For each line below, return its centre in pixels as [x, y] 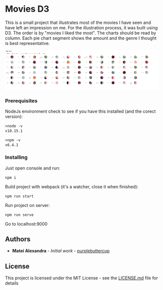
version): [14, 117]
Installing [16, 157]
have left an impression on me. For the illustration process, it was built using [81, 27]
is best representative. [28, 43]
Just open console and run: [32, 168]
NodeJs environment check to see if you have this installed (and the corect [81, 111]
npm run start [20, 196]
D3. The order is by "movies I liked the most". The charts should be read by [81, 33]
